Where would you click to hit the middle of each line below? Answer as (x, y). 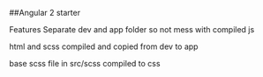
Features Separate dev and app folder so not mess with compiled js (132, 29)
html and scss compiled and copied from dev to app (104, 46)
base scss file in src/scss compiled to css (85, 63)
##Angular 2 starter (45, 13)
